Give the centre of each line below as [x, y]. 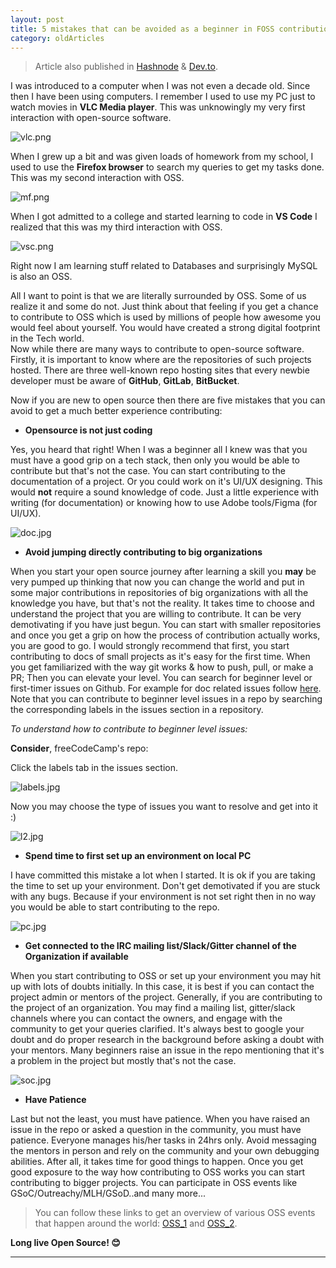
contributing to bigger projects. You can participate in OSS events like [154, 1183]
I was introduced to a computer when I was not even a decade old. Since [160, 86]
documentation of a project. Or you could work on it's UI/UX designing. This [166, 482]
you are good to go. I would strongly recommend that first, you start [150, 646]
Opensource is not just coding [88, 430]
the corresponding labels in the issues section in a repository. [137, 710]
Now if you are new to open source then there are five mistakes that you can [168, 400]
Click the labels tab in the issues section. [94, 768]
